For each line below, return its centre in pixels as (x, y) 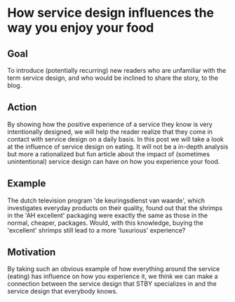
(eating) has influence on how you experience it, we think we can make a (113, 276)
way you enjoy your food (81, 28)
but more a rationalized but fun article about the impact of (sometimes (109, 154)
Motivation (32, 253)
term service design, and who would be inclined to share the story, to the (113, 78)
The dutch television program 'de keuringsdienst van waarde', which (106, 200)
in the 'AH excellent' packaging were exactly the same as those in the (108, 215)
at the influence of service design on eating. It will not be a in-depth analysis (118, 146)
